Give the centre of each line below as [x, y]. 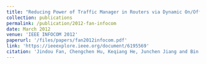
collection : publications [39, 18]
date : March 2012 [29, 29]
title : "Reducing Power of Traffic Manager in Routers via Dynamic [94, 12]
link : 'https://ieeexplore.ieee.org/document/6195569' [78, 46]
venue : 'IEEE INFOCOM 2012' [42, 35]
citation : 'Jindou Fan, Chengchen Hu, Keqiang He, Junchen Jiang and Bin [103, 52]
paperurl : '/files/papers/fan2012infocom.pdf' [67, 40]
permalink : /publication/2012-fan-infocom [61, 23]
